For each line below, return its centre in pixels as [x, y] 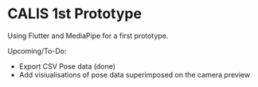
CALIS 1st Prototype [75, 14]
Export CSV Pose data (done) [67, 66]
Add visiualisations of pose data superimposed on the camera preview [135, 74]
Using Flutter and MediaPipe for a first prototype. [88, 36]
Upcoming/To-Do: [37, 51]
